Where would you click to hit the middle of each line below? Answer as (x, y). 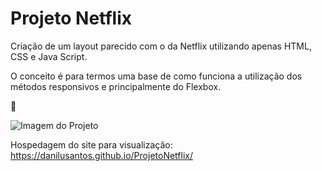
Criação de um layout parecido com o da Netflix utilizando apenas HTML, (161, 46)
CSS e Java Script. (49, 56)
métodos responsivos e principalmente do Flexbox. (116, 86)
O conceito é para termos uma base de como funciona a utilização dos (156, 76)
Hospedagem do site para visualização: (91, 144)
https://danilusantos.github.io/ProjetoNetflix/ (101, 155)
